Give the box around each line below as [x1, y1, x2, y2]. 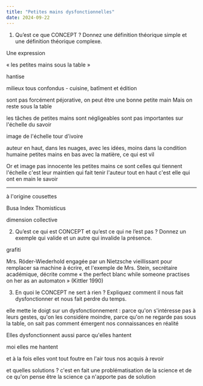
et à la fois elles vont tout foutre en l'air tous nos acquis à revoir [6, 355, 164, 362]
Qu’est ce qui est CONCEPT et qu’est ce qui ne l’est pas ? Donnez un [14, 227, 186, 235]
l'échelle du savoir [6, 120, 52, 128]
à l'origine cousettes [6, 192, 57, 200]
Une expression [6, 49, 45, 56]
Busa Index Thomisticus [6, 204, 66, 212]
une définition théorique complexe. [14, 38, 103, 45]
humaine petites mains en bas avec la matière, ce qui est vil [6, 151, 155, 158]
